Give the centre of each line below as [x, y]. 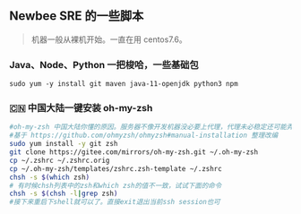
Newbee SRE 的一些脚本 [77, 16]
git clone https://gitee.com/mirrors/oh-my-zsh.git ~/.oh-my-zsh [133, 152]
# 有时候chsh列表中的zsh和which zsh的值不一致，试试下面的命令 [116, 185]
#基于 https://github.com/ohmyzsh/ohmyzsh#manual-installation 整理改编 [144, 136]
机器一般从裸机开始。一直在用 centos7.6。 [109, 39]
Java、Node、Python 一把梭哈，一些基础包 [104, 64]
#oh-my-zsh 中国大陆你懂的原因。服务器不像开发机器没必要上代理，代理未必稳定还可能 [148, 127]
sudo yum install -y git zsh [64, 144]
